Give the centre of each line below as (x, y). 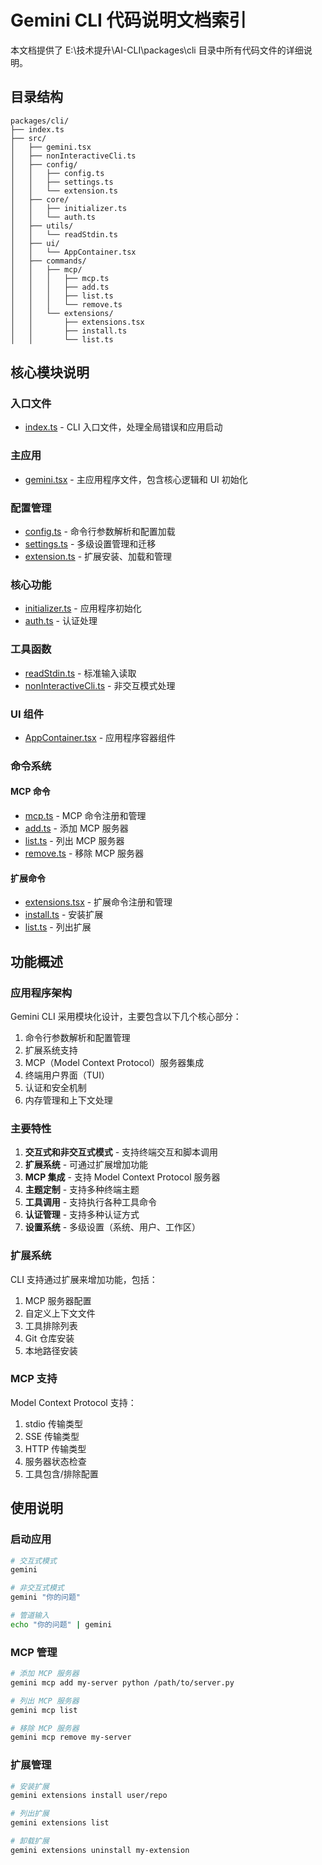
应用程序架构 (41, 993)
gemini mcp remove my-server (71, 1737)
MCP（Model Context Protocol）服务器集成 (114, 1062)
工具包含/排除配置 (61, 1473)
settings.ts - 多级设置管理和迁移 (90, 544)
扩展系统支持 (51, 1050)
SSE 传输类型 (52, 1436)
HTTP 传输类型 (55, 1448)
